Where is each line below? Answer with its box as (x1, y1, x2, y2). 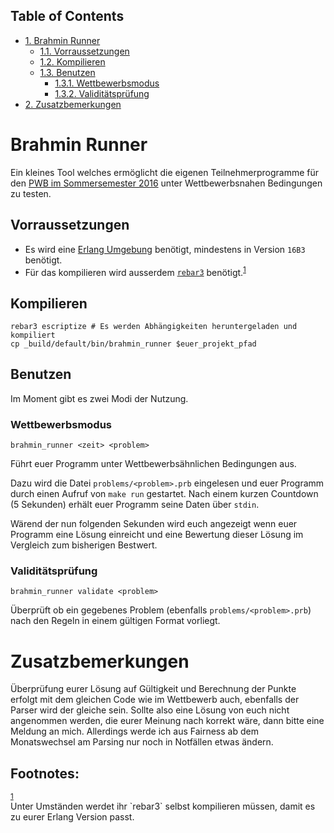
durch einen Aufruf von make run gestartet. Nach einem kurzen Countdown (10, 488, 319, 500)
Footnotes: (10, 765, 80, 782)
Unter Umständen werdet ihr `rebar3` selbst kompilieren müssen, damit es (10, 800, 316, 813)
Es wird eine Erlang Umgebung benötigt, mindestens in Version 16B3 (24, 243, 306, 255)
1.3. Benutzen (39, 66, 96, 78)
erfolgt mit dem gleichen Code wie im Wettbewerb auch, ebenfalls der (10, 694, 300, 706)
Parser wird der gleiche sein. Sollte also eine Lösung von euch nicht (10, 704, 290, 716)
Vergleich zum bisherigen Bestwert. (10, 539, 158, 551)
